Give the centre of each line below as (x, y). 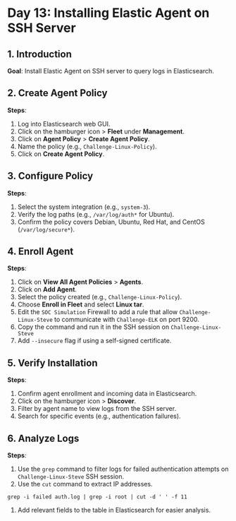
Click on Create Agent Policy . (61, 154)
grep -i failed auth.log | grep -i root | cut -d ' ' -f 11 (98, 497)
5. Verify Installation (52, 363)
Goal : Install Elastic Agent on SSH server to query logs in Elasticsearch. (111, 71)
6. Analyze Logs (43, 438)
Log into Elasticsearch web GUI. (64, 124)
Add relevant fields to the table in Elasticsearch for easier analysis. (114, 510)
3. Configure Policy (50, 176)
